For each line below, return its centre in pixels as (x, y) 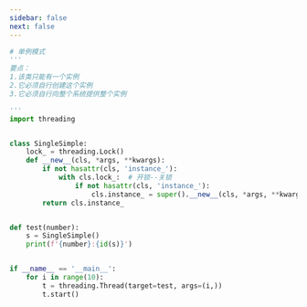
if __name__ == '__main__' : (63, 269)
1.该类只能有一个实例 (44, 77)
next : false (32, 26)
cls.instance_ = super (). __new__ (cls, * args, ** (185, 194)
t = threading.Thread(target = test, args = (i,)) (132, 286)
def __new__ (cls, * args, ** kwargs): (96, 161)
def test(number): (44, 228)
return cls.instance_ (84, 203)
